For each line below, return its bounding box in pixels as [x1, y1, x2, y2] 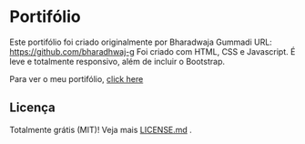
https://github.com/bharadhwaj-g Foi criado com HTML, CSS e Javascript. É [9, 46, 296, 57]
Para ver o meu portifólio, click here [9, 73, 144, 84]
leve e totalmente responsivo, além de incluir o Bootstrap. [9, 56, 226, 67]
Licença [9, 100, 56, 116]
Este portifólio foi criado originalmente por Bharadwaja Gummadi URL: [9, 36, 273, 47]
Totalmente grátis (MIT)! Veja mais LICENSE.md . [9, 124, 193, 135]
